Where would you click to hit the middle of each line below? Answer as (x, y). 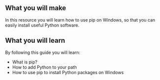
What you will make (36, 8)
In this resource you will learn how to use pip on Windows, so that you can (80, 20)
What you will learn (35, 40)
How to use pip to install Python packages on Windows (68, 72)
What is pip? (25, 62)
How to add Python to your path (44, 67)
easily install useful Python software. (42, 25)
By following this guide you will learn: (43, 52)
